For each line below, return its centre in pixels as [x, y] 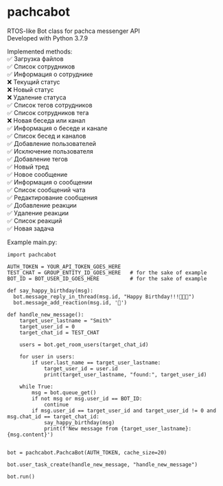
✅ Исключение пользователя [50, 151]
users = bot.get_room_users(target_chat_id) [84, 344]
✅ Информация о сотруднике [50, 74]
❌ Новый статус [31, 89]
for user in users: [47, 356]
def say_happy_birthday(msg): [50, 291]
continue [56, 404]
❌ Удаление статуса [37, 97]
